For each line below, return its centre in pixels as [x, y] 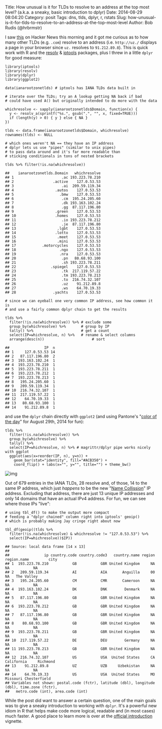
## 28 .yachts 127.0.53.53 [53, 292]
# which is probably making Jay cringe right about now [63, 521]
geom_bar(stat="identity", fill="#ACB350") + [61, 460]
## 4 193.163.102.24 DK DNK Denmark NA [80, 589]
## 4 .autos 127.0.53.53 [53, 190]
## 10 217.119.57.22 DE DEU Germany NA [80, 640]
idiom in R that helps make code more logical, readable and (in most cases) [80, 711]
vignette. [14, 721]
